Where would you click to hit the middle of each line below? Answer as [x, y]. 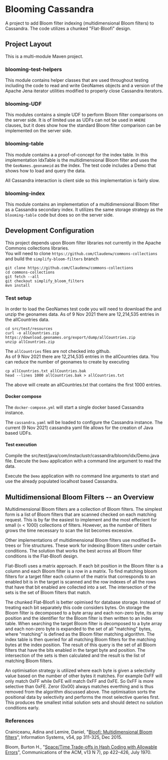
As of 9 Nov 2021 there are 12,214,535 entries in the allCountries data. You [82, 356]
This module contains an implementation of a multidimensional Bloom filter [82, 204]
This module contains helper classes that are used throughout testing [77, 80]
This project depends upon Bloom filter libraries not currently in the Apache [83, 243]
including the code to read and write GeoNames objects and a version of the [84, 86]
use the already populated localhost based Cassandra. [61, 481]
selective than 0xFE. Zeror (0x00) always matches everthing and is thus [79, 687]
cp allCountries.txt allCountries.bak [46, 371]
